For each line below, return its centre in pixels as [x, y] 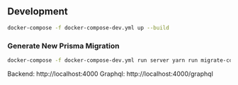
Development [38, 12]
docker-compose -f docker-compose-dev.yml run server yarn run [103, 60]
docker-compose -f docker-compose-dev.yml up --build [89, 27]
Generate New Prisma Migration [63, 46]
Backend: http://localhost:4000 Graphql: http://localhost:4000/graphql [110, 74]
